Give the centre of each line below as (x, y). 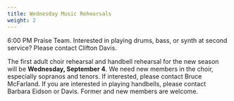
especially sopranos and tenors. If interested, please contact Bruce (105, 76)
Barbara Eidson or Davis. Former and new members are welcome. (103, 91)
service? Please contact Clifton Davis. (62, 48)
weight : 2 (22, 20)
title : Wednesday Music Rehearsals (60, 14)
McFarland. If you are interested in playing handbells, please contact (107, 83)
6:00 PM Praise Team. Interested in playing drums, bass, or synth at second (117, 40)
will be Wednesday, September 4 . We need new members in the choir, (110, 69)
